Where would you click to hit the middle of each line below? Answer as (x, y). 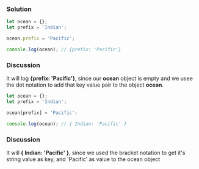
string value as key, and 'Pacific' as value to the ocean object (83, 159)
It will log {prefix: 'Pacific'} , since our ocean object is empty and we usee (100, 79)
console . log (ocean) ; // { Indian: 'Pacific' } (67, 124)
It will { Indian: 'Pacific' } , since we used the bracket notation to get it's (96, 153)
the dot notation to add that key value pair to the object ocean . (85, 85)
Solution (19, 9)
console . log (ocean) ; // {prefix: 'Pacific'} (64, 49)
